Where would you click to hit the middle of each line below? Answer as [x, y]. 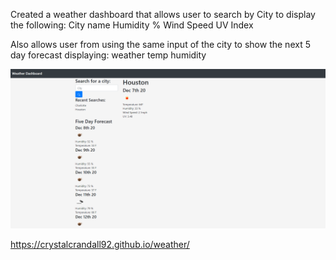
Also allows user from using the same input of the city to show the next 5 [160, 44]
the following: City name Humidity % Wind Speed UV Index [132, 25]
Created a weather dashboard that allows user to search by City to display [163, 14]
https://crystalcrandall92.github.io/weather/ [100, 244]
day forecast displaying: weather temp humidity [108, 55]
